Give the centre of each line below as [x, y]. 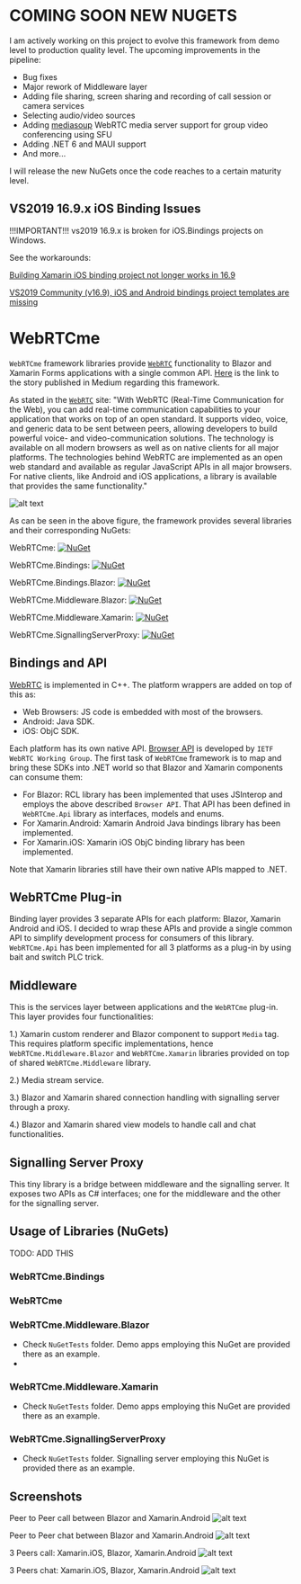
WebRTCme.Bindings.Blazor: [62, 582]
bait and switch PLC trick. [57, 957]
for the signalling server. [54, 1203]
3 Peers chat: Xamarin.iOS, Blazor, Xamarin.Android [105, 1571]
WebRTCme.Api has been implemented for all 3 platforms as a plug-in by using [150, 948]
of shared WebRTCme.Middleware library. [80, 1063]
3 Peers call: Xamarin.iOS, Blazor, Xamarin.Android [103, 1553]
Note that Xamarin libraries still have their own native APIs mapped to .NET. [148, 869]
